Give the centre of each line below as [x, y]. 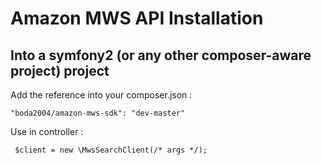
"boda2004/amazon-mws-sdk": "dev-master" [98, 113]
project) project [60, 70]
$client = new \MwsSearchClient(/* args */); [111, 150]
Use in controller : [47, 131]
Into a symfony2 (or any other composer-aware [161, 55]
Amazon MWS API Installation [137, 18]
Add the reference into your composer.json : [101, 95]
